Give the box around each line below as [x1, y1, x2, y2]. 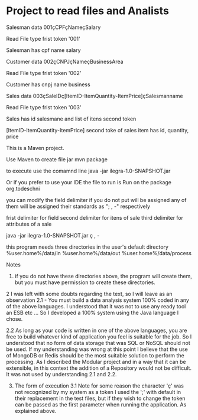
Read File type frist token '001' [6, 35, 81, 42]
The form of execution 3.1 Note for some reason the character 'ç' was [14, 382, 184, 389]
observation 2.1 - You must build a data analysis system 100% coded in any [6, 297, 189, 304]
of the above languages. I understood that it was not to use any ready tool [6, 302, 186, 310]
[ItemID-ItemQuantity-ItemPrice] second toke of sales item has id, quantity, [6, 126, 189, 134]
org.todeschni [6, 185, 40, 192]
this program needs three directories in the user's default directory [6, 243, 168, 250]
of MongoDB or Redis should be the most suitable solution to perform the [6, 351, 184, 359]
